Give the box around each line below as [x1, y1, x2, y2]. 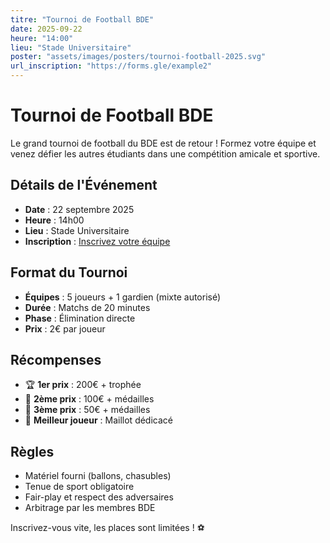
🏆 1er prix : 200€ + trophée [24, 379, 142, 391]
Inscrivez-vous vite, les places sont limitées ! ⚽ [10, 522, 205, 534]
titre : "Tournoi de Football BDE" [10, 14, 155, 25]
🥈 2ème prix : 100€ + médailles [24, 393, 155, 405]
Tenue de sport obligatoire [24, 481, 135, 493]
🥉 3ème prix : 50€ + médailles [24, 404, 151, 416]
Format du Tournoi [10, 264, 128, 281]
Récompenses [10, 351, 102, 368]
